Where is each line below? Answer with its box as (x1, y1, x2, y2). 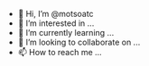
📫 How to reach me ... (17, 47, 102, 57)
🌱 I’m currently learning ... (17, 28, 115, 37)
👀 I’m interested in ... (17, 18, 95, 29)
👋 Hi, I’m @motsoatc (17, 9, 94, 19)
